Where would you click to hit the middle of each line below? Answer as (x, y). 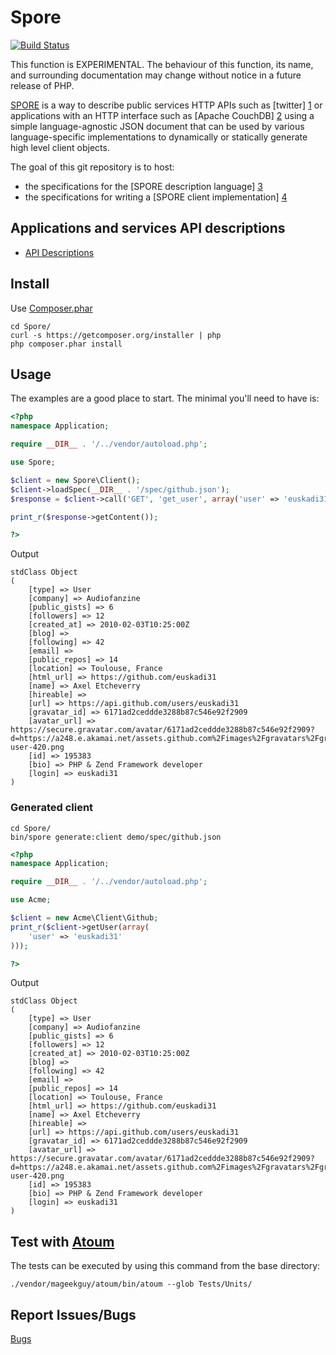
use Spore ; (33, 462)
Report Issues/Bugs (73, 1314)
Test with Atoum (62, 1241)
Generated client (52, 808)
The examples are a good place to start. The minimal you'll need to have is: (165, 398)
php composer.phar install (66, 344)
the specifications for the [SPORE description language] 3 (143, 186)
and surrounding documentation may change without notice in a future (156, 75)
